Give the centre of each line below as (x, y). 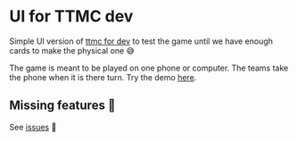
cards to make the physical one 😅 (72, 50)
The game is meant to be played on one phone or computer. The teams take (149, 68)
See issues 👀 (33, 127)
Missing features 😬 (62, 106)
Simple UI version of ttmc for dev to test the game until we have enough (141, 41)
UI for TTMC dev (71, 17)
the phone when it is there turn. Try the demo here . (103, 77)
